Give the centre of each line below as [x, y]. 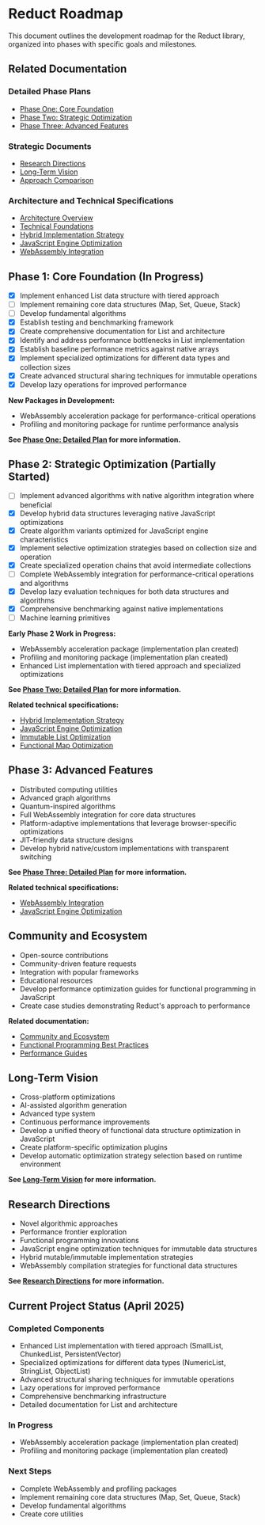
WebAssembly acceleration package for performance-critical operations [138, 416]
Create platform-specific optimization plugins [93, 1147]
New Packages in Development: [62, 400]
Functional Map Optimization [66, 746]
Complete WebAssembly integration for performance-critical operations [137, 574]
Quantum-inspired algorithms [68, 806]
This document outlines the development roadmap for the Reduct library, [127, 36]
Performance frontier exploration [73, 1232]
